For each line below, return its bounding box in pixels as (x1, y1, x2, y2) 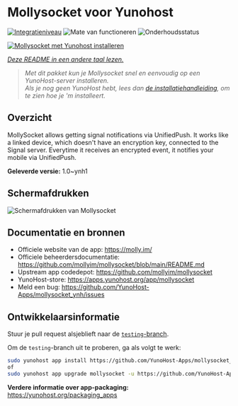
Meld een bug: (17, 283, 60, 291)
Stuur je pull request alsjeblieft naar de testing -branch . (7, 330, 169, 338)
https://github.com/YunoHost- (61, 283, 150, 291)
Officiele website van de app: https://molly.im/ (17, 245, 152, 254)
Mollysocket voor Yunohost (7, 4, 174, 21)
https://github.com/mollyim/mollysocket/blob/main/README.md (17, 260, 205, 269)
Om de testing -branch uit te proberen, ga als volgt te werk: (7, 344, 181, 352)
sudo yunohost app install (7, 357, 87, 364)
